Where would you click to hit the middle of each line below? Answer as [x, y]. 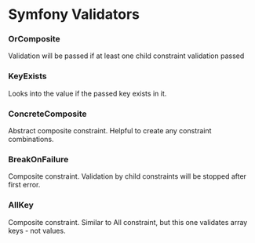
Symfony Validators [74, 15]
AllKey [21, 205]
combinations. [31, 140]
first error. [24, 185]
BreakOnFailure [38, 160]
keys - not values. [37, 230]
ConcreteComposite [48, 114]
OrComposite [34, 39]
